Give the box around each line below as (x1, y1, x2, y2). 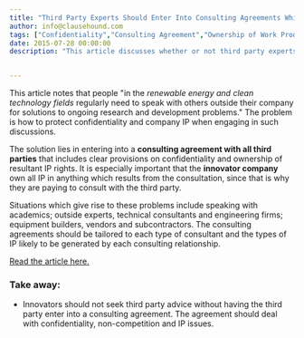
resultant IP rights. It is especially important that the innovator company (9, 163, 279, 174)
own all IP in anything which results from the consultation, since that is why (9, 173, 290, 184)
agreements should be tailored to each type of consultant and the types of (9, 228, 287, 240)
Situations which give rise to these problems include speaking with (9, 200, 259, 211)
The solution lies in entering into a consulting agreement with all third (9, 144, 272, 155)
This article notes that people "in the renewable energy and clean (9, 88, 254, 99)
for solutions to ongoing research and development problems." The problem (9, 107, 292, 118)
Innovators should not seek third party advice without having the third (22, 299, 283, 310)
